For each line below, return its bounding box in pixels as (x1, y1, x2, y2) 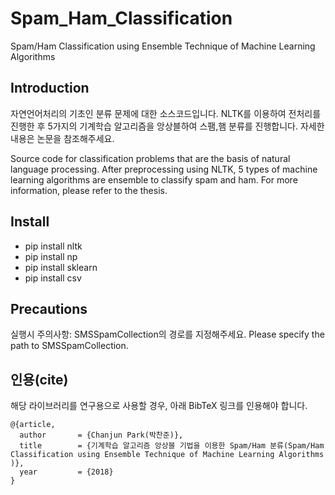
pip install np (24, 250, 78, 262)
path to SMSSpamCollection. (10, 340, 129, 352)
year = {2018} (19, 467, 114, 477)
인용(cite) (10, 371, 69, 388)
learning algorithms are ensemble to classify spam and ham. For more (10, 173, 298, 186)
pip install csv (24, 272, 82, 284)
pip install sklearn (24, 261, 98, 273)
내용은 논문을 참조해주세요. (10, 132, 115, 144)
